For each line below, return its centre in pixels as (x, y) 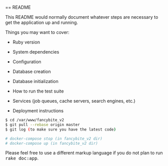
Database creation (32, 71)
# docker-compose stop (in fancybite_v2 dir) (54, 139)
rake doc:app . (22, 158)
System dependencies (36, 52)
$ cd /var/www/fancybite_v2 (35, 120)
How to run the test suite (38, 91)
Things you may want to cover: (37, 32)
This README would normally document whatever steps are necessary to (82, 17)
